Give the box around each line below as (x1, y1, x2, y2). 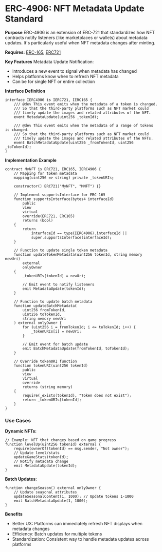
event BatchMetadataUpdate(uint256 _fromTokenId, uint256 (14, 140, 134, 145)
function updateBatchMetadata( (14, 303, 77, 308)
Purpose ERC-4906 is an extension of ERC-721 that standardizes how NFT (5, 29, 155, 35)
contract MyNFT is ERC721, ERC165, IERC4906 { (5, 166, 101, 171)
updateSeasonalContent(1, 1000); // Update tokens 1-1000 (14, 494, 134, 499)
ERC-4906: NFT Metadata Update (5, 3, 144, 14)
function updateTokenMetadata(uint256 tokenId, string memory (14, 252, 143, 257)
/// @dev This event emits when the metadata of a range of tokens (14, 123, 153, 128)
